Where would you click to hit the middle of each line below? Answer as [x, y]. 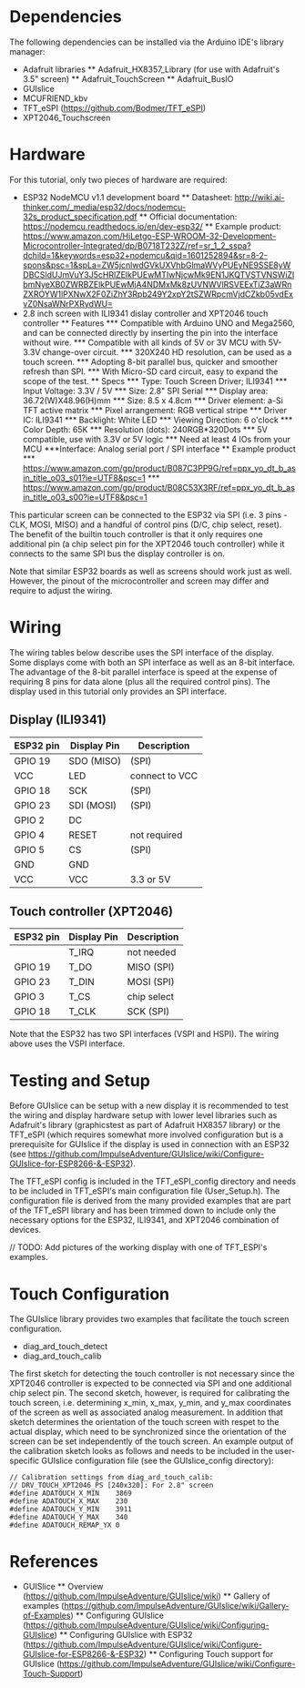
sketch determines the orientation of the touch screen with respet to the [144, 1422]
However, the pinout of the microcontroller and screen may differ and [139, 581]
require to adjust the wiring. [61, 590]
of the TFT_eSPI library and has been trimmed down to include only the [142, 1210]
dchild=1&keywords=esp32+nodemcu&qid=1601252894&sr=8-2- [145, 255]
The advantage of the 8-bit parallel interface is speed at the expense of [143, 672]
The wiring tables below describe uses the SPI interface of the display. [142, 652]
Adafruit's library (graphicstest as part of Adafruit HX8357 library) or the [145, 1125]
